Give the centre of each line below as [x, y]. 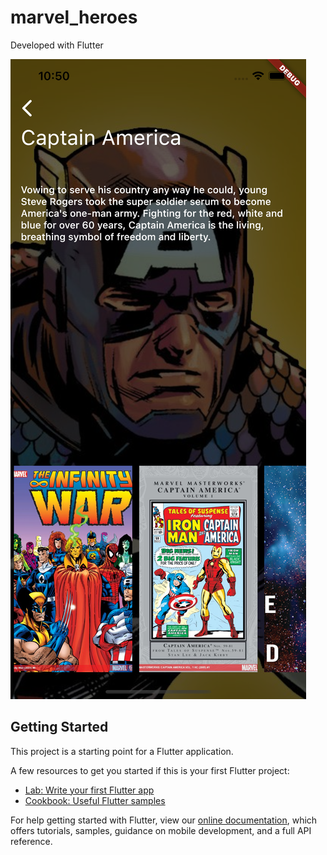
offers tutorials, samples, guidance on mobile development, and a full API [161, 830]
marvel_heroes [74, 17]
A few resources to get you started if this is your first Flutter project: [150, 770]
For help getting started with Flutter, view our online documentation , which [164, 820]
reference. [31, 841]
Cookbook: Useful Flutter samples [95, 800]
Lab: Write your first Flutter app [89, 790]
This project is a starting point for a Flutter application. [122, 751]
